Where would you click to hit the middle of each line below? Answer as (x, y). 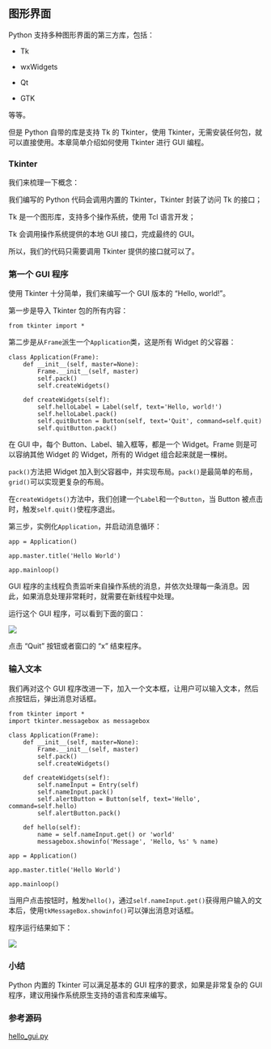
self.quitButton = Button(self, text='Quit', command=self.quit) (150, 422)
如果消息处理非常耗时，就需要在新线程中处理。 (100, 597)
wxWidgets (39, 66)
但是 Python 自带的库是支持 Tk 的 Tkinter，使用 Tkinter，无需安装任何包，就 (135, 132)
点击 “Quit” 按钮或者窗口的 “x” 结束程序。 (77, 646)
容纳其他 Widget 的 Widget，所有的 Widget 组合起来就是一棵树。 (123, 455)
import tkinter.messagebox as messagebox (79, 721)
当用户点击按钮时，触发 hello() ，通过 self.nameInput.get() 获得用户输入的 (132, 900)
